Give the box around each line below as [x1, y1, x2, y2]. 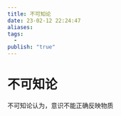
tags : [7, 30, 23, 38]
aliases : [7, 23, 33, 31]
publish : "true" [7, 43, 56, 51]
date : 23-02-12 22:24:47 [7, 17, 81, 24]
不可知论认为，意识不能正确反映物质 [7, 101, 114, 110]
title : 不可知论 [7, 10, 51, 18]
